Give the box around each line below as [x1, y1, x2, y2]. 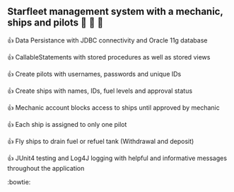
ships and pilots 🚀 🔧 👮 [7, 17, 104, 29]
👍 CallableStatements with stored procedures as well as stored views [7, 52, 211, 61]
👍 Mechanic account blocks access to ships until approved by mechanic [7, 103, 221, 112]
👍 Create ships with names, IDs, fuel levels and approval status [7, 86, 193, 95]
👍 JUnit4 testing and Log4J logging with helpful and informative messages [7, 154, 228, 162]
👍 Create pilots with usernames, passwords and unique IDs [7, 69, 182, 78]
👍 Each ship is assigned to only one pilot [7, 120, 127, 128]
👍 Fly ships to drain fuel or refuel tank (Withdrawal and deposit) [7, 137, 194, 145]
